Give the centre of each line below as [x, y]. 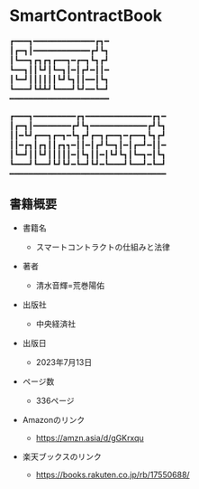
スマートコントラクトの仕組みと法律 [103, 247]
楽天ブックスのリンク [62, 456]
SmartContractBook [86, 16]
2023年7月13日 [64, 362]
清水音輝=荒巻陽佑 [70, 285]
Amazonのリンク [54, 419]
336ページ [55, 400]
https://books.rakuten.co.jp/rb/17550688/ [113, 475]
